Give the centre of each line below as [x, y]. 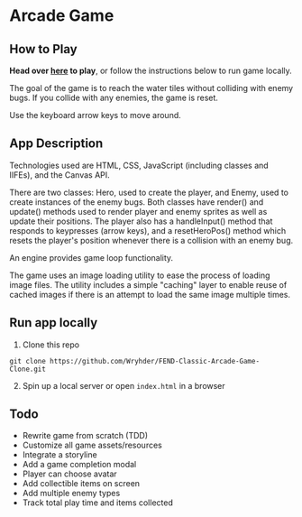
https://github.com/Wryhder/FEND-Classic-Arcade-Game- [154, 361]
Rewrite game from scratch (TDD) [85, 436]
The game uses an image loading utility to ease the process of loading [140, 275]
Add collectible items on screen [81, 484]
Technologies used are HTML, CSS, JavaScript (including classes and [139, 165]
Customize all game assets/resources [92, 445]
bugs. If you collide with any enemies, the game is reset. [114, 97]
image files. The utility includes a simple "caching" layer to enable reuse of [148, 284]
